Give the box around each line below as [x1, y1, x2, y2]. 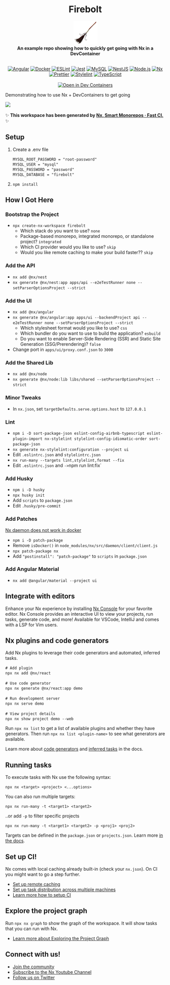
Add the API [5, 262, 36, 269]
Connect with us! [5, 950, 61, 959]
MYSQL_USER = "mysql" [12, 162, 58, 167]
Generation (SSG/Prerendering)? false [20, 341, 101, 347]
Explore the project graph [5, 907, 87, 915]
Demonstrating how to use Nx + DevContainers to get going [5, 91, 130, 98]
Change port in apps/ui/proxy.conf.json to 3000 [12, 346, 113, 353]
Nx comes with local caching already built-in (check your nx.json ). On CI [5, 866, 158, 872]
